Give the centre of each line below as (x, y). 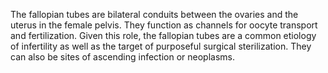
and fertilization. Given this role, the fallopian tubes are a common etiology (163, 35)
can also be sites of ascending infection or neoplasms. (123, 57)
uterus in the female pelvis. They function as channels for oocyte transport (164, 25)
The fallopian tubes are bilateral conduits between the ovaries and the (154, 14)
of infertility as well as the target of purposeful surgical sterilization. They (161, 46)
